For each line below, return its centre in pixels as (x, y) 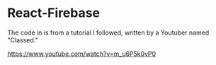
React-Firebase (54, 13)
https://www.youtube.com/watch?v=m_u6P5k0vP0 (82, 54)
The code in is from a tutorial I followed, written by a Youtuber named (108, 32)
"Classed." (23, 40)
